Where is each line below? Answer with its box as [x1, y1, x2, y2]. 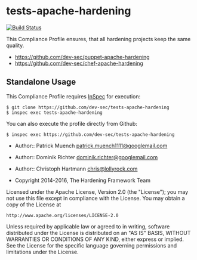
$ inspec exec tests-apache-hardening [6, 109, 103, 116]
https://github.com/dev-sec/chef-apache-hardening [14, 60, 143, 67]
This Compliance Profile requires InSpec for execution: [6, 92, 141, 100]
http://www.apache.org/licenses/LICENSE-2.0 [6, 212, 119, 218]
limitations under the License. [6, 248, 79, 255]
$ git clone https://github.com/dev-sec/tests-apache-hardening [6, 104, 170, 110]
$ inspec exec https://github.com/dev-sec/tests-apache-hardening [6, 131, 175, 138]
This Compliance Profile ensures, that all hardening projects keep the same [6, 35, 191, 42]
